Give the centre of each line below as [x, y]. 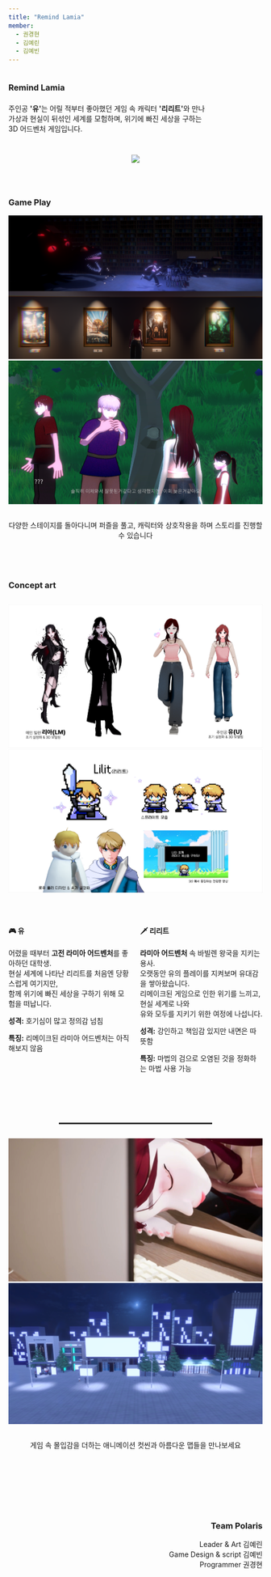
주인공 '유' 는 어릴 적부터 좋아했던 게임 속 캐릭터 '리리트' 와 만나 [107, 108]
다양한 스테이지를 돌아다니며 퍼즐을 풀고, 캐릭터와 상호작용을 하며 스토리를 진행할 [135, 525]
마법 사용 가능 [170, 1068]
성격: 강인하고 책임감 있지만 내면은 [194, 1031]
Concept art [32, 585]
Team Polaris [237, 1525]
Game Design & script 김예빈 [216, 1554]
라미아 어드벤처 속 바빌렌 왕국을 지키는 [200, 953]
